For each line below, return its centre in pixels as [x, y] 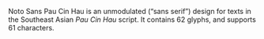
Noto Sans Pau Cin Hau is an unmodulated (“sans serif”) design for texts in [130, 11]
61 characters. [31, 28]
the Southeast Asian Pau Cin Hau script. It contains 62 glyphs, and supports [132, 19]
